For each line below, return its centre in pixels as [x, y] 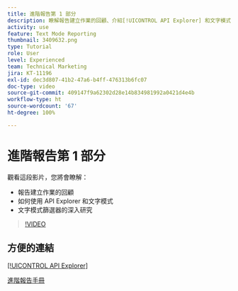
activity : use [28, 27]
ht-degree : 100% [31, 113]
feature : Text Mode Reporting [52, 34]
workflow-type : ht [34, 100]
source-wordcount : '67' [42, 106]
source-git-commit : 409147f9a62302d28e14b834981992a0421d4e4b [101, 93]
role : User [23, 54]
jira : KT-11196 [30, 73]
